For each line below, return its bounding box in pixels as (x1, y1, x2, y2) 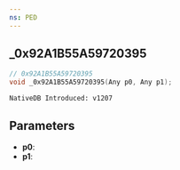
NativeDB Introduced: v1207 (9, 94, 113, 103)
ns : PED (9, 12, 38, 22)
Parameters (9, 117, 75, 134)
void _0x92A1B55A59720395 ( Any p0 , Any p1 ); (9, 77, 173, 87)
